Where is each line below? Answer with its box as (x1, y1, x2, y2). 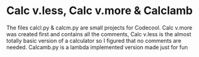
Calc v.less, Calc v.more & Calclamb (6, 4, 193, 18)
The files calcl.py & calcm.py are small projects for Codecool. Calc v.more (6, 24, 193, 31)
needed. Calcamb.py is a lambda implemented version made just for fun (6, 44, 188, 51)
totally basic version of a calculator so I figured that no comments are (6, 37, 182, 44)
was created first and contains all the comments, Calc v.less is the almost (6, 30, 192, 37)
